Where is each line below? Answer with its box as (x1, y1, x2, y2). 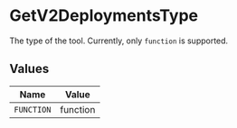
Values (9, 61, 50, 77)
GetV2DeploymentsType (9, 5, 199, 26)
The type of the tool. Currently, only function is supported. (9, 35, 229, 46)
